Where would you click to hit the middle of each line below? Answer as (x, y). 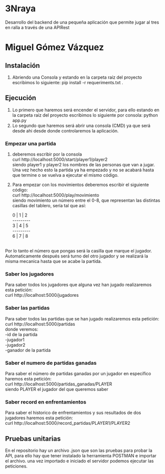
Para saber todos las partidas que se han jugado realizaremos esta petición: (82, 318)
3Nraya (20, 9)
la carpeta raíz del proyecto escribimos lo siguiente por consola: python (85, 115)
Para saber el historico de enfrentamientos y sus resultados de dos (73, 413)
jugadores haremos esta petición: (39, 418)
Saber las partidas (28, 308)
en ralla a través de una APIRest (37, 27)
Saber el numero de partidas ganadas (51, 363)
